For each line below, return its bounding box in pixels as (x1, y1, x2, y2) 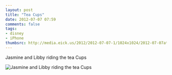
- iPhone (5, 36, 24, 41)
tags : (5, 26, 17, 31)
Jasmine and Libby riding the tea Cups (5, 54, 87, 60)
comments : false (5, 21, 40, 27)
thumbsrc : (5, 41, 27, 46)
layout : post (5, 7, 33, 13)
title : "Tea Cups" (5, 12, 45, 17)
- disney (5, 31, 24, 36)
